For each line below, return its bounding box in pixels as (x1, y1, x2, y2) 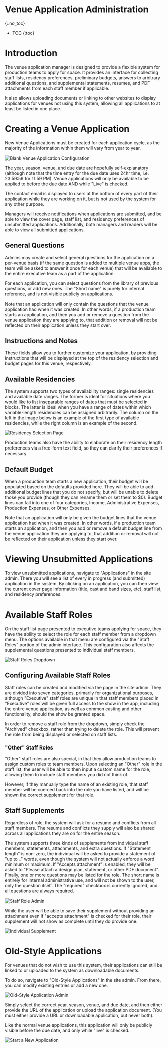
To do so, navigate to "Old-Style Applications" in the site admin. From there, (5, 977, 161, 983)
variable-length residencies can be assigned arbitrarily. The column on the (5, 410, 159, 416)
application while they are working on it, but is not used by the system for (5, 196, 156, 202)
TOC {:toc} (12, 30, 35, 36)
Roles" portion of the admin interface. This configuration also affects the (5, 641, 154, 648)
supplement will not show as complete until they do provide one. (5, 918, 138, 924)
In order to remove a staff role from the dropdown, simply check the (5, 721, 145, 727)
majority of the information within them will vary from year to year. (5, 145, 141, 151)
